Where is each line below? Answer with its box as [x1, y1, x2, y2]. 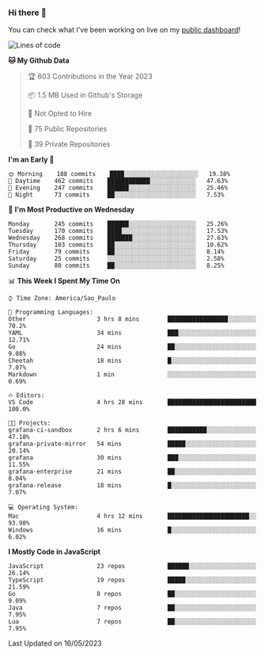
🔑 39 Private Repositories [27, 139, 111, 149]
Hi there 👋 [8, 7, 47, 18]
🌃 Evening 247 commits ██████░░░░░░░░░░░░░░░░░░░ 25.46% [8, 184, 228, 193]
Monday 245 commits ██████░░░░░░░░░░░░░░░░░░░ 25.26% [8, 220, 228, 228]
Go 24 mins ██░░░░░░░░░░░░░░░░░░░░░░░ [8, 343, 257, 351]
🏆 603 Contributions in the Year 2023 [27, 71, 153, 82]
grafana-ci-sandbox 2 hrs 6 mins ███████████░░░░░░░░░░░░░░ [8, 426, 257, 434]
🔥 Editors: [8, 391, 45, 399]
